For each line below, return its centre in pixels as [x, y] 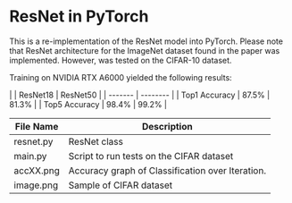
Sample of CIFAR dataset [121, 185]
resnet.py [33, 141]
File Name [37, 126]
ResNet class [96, 141]
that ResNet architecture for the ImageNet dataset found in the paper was [145, 50]
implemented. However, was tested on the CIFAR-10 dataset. [121, 60]
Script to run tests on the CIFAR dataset [151, 156]
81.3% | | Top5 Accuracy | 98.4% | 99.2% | [88, 104]
